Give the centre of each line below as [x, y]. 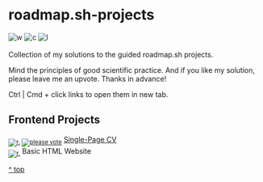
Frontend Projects [54, 120]
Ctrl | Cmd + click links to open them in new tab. [88, 94]
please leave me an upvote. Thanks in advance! [88, 78]
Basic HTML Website [56, 150]
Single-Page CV [90, 139]
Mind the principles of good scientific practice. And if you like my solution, [132, 70]
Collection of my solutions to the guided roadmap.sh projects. [111, 54]
